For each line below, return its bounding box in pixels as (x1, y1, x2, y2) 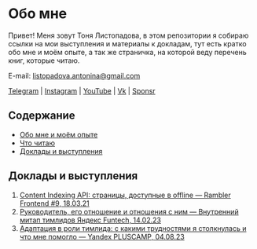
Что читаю (19, 138, 55, 148)
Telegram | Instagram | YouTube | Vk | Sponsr (8, 86, 156, 95)
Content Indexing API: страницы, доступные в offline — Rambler (19, 190, 232, 200)
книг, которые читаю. (8, 56, 80, 65)
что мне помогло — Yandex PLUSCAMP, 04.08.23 (19, 232, 185, 241)
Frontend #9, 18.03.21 (19, 198, 90, 208)
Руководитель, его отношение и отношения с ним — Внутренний (19, 207, 239, 216)
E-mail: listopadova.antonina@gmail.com (8, 71, 141, 80)
